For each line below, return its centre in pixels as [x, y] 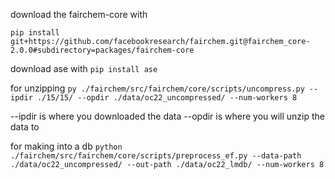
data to [25, 127]
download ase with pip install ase [84, 68]
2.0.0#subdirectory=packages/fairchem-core [102, 50]
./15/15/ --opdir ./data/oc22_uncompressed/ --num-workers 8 [167, 98]
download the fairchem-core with [79, 14]
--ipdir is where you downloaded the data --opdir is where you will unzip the [168, 116]
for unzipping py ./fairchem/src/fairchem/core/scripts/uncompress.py [157, 88]
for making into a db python [66, 146]
